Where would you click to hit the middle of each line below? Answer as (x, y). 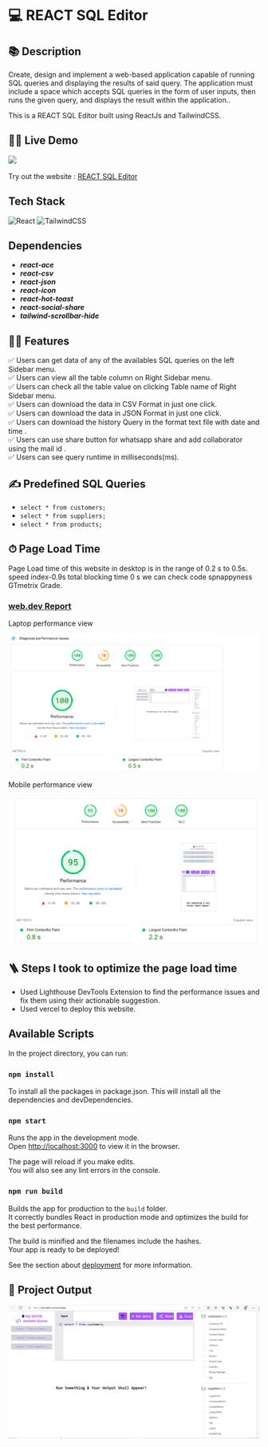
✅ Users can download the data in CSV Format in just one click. (113, 404)
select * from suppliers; (63, 516)
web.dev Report (40, 606)
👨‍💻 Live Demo (43, 141)
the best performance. (45, 1225)
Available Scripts (51, 1034)
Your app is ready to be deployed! (64, 1249)
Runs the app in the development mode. (74, 1138)
